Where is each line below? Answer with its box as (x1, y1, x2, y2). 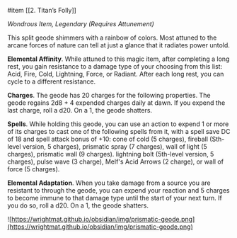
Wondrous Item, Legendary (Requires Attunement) (7, 20, 154, 28)
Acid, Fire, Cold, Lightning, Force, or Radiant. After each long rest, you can (7, 70, 224, 78)
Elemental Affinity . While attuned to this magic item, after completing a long (7, 55, 230, 63)
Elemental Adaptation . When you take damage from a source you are (7, 178, 211, 187)
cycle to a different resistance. (7, 77, 96, 86)
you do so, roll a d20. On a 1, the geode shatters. (7, 201, 149, 210)
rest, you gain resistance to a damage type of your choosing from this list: (7, 62, 223, 70)
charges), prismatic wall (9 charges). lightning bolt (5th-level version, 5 (7, 150, 214, 158)
